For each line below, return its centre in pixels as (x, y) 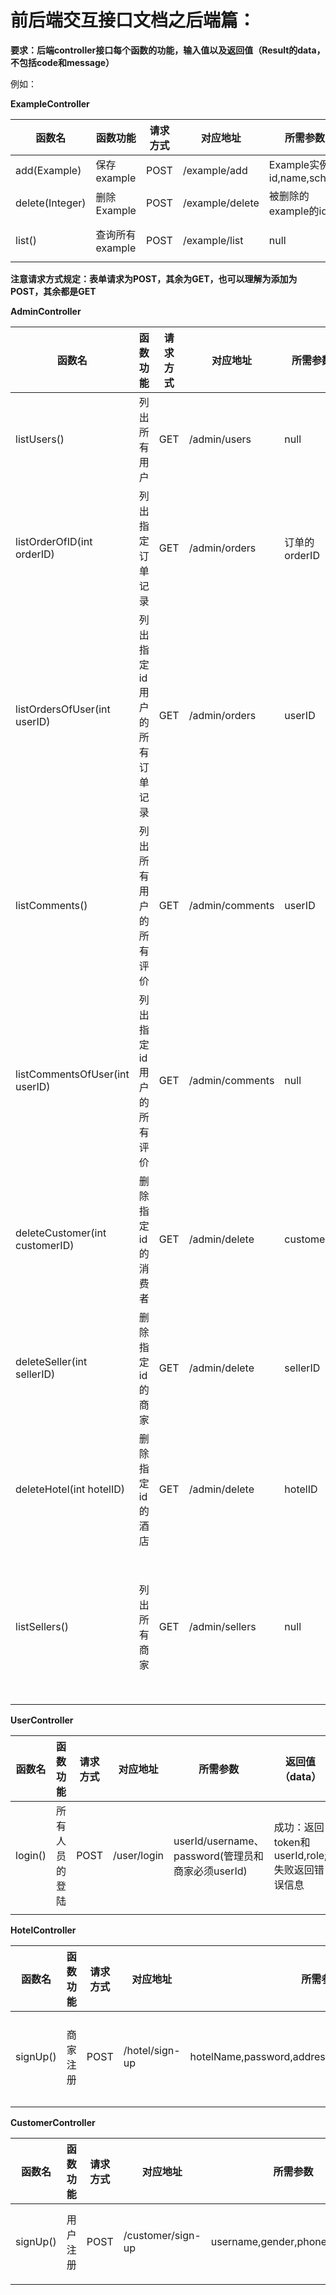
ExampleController (50, 103)
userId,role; (300, 1855)
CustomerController (53, 2122)
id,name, (289, 178)
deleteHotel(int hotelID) (70, 1489)
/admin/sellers (222, 1626)
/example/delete (221, 203)
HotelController (43, 1930)
